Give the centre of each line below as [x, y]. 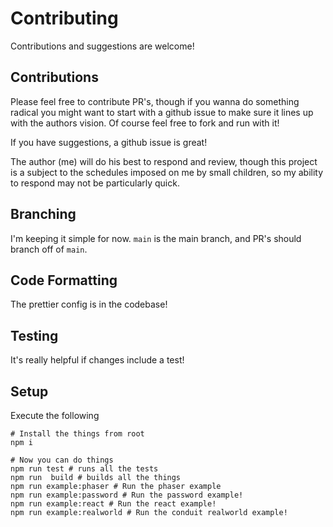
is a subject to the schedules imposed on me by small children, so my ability [167, 172]
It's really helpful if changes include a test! [97, 360]
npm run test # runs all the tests [84, 469]
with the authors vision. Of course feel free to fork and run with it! [145, 123]
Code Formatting [64, 280]
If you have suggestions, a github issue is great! [109, 142]
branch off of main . [49, 249]
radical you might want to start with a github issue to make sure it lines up [162, 112]
